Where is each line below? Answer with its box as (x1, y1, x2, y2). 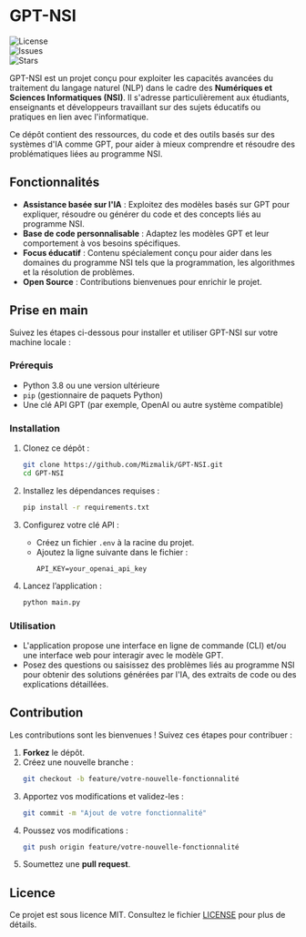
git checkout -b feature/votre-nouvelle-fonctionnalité (22, 774, 240, 783)
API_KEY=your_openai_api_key (36, 564, 148, 574)
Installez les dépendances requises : (22, 484, 160, 496)
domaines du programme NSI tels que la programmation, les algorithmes (22, 257, 296, 268)
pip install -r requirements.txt (22, 503, 150, 512)
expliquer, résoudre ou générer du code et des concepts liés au (22, 209, 261, 219)
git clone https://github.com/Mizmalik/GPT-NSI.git (22, 461, 223, 470)
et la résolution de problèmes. (22, 266, 135, 278)
